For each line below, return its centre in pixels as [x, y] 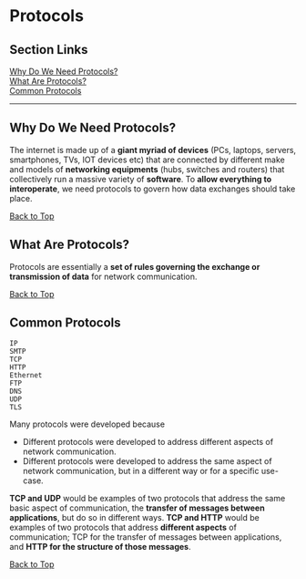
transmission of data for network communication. [103, 276]
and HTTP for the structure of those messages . [100, 547]
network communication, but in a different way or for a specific [141, 471]
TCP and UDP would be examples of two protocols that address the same [148, 499]
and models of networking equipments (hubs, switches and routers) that [147, 169]
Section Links [49, 50]
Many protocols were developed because [87, 424]
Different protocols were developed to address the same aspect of [147, 461]
